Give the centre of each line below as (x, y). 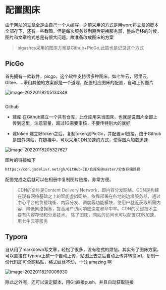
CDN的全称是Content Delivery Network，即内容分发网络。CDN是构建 (88, 190)
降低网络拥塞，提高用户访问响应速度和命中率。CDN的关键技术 (89, 209)
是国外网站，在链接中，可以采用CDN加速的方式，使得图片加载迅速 (80, 140)
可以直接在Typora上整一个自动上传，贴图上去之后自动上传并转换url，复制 (80, 255)
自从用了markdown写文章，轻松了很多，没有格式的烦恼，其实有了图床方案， (83, 249)
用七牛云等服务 (32, 221)
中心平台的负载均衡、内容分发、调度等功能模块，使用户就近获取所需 (87, 203)
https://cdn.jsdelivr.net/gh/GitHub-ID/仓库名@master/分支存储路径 (73, 170)
